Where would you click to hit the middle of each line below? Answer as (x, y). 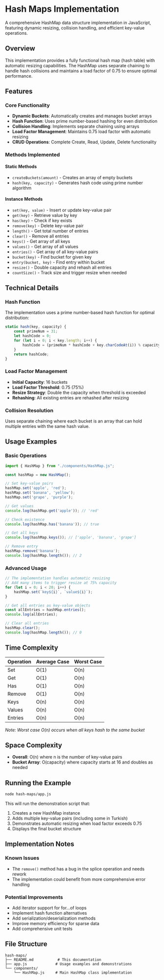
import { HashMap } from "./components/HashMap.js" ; (60, 466)
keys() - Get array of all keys (41, 241)
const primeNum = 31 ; (36, 331)
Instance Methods (24, 199)
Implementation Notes (40, 844)
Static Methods (21, 166)
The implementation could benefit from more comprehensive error (79, 879)
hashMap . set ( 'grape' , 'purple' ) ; (39, 497)
